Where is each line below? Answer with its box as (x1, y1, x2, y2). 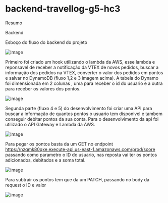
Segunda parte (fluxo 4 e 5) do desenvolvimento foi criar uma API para (5, 105, 152, 111)
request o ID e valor (5, 182, 46, 188)
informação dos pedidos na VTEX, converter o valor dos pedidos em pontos (5, 69, 163, 76)
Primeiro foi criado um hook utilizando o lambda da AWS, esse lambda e (5, 59, 155, 65)
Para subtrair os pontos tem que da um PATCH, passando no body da (5, 176, 150, 182)
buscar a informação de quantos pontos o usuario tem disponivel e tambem (5, 111, 163, 117)
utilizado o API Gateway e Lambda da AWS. (5, 121, 95, 127)
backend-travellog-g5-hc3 (5, 3, 121, 15)
